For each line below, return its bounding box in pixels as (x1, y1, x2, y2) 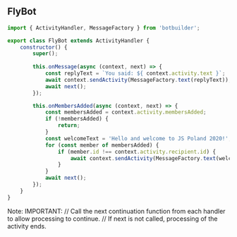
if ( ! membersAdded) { (44, 116, 109, 123)
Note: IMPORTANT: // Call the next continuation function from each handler (7, 207, 226, 215)
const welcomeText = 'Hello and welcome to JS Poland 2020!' (44, 135, 229, 142)
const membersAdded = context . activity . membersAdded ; (44, 109, 207, 116)
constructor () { (20, 44, 68, 51)
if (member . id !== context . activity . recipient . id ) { (57, 148, 217, 155)
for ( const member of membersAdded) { (44, 141, 159, 149)
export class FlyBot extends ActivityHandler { (7, 37, 150, 44)
